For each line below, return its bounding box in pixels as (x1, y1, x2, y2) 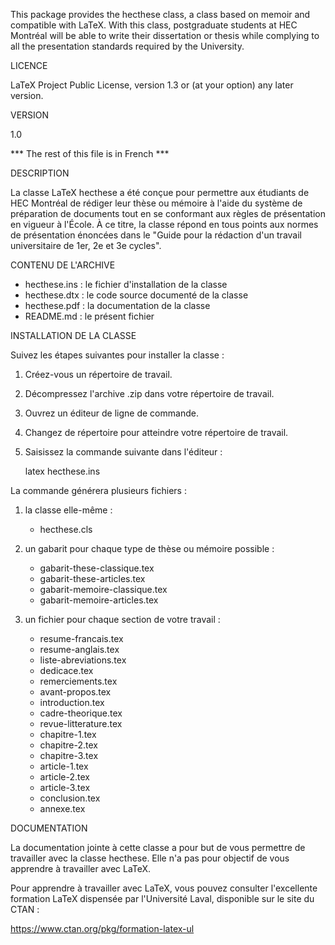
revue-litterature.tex (39, 718, 123, 729)
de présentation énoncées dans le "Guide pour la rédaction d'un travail (10, 229, 302, 241)
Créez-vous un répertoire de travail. (24, 369, 173, 380)
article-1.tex (39, 760, 89, 772)
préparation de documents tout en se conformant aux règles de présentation (10, 208, 326, 219)
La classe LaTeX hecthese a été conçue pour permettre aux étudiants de (10, 187, 310, 198)
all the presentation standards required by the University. (10, 40, 245, 52)
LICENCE (10, 60, 48, 71)
